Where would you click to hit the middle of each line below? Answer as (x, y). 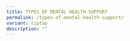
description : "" (27, 29)
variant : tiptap (27, 23)
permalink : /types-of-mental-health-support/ (65, 17)
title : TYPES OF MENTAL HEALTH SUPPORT (57, 12)
